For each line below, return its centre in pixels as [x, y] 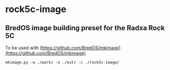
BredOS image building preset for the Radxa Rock [85, 28]
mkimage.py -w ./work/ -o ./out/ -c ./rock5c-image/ [62, 62]
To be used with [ [24, 48]
